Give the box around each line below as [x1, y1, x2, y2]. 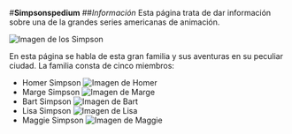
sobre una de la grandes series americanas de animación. [9, 17, 220, 27]
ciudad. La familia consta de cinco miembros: [9, 61, 175, 71]
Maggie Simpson [21, 115, 84, 125]
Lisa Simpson [21, 106, 72, 115]
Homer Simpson [21, 78, 81, 87]
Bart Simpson [21, 96, 73, 107]
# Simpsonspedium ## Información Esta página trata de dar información [9, 8, 272, 18]
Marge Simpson [21, 87, 81, 97]
